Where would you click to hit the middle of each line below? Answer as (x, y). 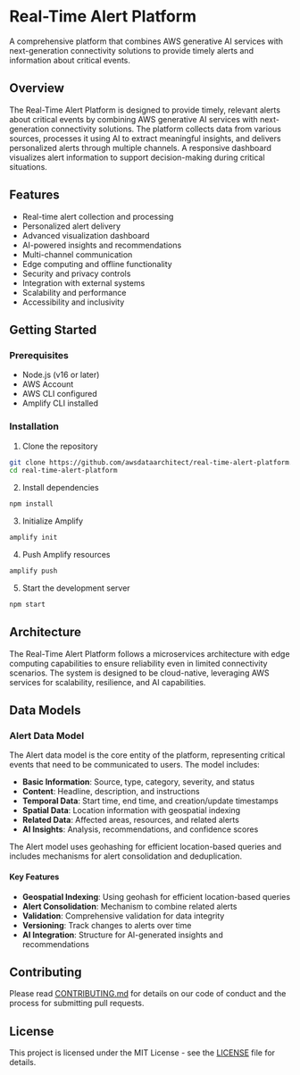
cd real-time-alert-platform (63, 471)
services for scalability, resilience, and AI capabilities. (108, 682)
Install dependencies (61, 488)
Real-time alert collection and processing (98, 216)
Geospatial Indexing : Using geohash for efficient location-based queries (156, 896)
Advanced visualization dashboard (86, 235)
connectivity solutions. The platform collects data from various (166, 129)
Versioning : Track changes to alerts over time (107, 925)
